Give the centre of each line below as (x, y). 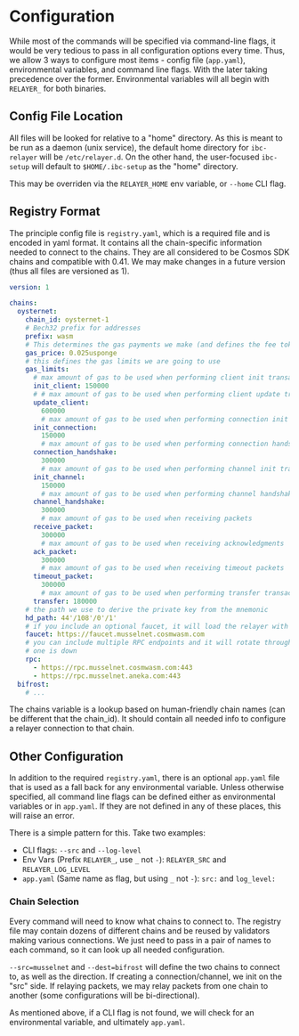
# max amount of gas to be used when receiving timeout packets (163, 568)
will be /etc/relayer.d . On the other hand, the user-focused (149, 157)
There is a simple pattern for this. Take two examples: (108, 833)
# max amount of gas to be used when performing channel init (159, 469)
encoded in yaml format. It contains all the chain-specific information (136, 242)
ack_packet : (55, 551)
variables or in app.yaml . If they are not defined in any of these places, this (145, 806)
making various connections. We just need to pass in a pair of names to (140, 940)
